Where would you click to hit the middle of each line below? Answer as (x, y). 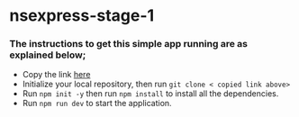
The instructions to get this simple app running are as (128, 44)
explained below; (48, 55)
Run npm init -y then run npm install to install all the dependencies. (150, 94)
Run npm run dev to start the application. (97, 103)
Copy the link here (56, 75)
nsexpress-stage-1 (82, 16)
